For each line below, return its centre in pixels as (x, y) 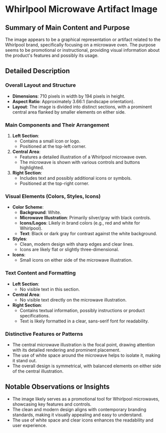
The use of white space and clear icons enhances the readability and (83, 420)
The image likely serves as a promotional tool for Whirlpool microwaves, (86, 399)
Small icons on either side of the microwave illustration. (76, 260)
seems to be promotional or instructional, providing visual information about (83, 50)
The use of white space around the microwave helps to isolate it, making (86, 355)
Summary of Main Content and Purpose (68, 28)
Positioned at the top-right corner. (55, 183)
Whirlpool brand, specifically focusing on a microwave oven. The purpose (81, 45)
